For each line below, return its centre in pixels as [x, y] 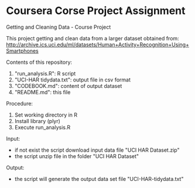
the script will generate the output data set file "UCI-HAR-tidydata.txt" [99, 179]
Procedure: [20, 103]
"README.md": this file [42, 92]
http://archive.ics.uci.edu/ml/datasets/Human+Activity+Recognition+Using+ [97, 45]
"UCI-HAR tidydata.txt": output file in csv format [72, 80]
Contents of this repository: [39, 62]
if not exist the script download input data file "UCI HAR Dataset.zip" [97, 150]
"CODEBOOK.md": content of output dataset [68, 86]
